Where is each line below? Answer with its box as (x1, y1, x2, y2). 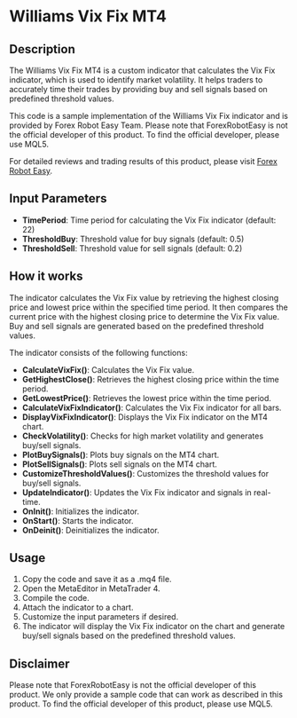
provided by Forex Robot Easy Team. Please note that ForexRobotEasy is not (9, 120, 288, 130)
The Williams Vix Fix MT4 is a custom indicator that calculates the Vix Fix (9, 65, 276, 75)
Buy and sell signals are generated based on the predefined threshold (9, 320, 264, 331)
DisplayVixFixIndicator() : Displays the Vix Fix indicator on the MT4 (21, 411, 269, 422)
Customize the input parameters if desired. (21, 611, 179, 622)
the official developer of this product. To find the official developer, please (9, 130, 280, 139)
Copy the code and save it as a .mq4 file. (21, 574, 172, 585)
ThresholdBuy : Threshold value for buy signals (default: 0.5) (21, 233, 245, 244)
